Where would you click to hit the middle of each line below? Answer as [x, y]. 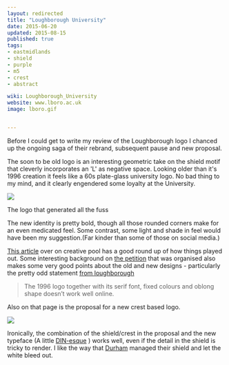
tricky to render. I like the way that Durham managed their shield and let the [114, 348]
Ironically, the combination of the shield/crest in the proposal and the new [112, 333]
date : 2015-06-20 [32, 26]
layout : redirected [35, 13]
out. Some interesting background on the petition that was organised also [111, 258]
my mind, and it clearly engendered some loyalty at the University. [101, 183]
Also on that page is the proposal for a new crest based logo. [94, 306]
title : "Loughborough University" [57, 20]
